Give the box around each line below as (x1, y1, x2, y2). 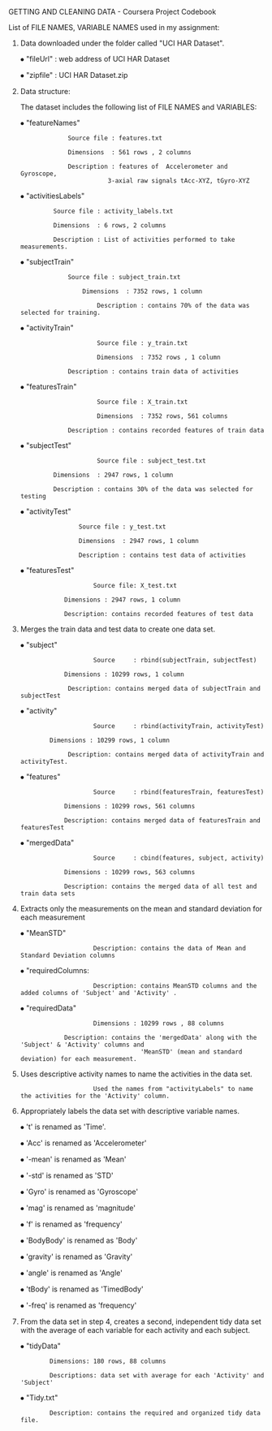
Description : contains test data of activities (78, 551, 246, 559)
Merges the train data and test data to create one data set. (19, 624, 216, 634)
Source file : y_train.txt (97, 339, 188, 347)
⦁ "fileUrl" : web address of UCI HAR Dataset (19, 54, 171, 63)
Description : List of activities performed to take (53, 235, 235, 244)
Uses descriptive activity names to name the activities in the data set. (19, 1069, 253, 1079)
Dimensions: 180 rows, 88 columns (50, 1357, 166, 1365)
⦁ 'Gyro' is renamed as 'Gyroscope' (19, 1187, 139, 1196)
